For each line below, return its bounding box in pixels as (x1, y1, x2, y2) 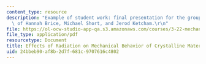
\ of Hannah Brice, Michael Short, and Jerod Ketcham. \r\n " (12, 20, 169, 26)
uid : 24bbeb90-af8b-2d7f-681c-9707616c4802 (6, 49, 120, 55)
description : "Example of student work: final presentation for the (6, 15, 185, 21)
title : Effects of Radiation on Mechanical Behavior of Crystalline (6, 43, 185, 49)
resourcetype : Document (6, 37, 67, 43)
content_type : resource (6, 9, 67, 15)
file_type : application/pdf (6, 32, 78, 38)
